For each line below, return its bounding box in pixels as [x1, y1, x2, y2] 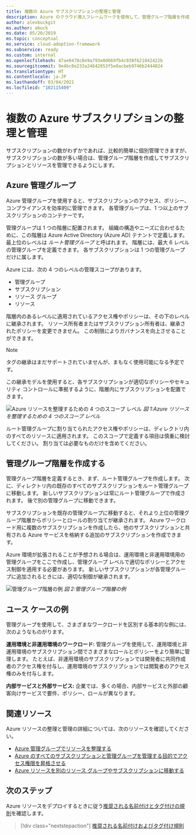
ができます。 [6, 334, 37, 341]
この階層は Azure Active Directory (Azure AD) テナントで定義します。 [21, 231, 188, 238]
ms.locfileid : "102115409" [6, 85, 72, 91]
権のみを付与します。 [6, 670, 57, 677]
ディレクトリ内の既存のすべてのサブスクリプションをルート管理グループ [16, 482, 189, 490]
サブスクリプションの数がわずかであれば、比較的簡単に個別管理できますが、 [6, 147, 190, 154]
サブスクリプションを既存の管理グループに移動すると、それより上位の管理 [6, 509, 185, 516]
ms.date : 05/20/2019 [6, 30, 57, 36]
